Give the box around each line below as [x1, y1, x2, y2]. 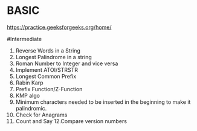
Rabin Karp [15, 79, 44, 86]
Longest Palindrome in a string [15, 53, 92, 60]
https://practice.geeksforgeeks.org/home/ [7, 24, 112, 31]
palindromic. [15, 104, 47, 112]
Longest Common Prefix [15, 72, 77, 80]
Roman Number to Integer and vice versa [15, 60, 118, 67]
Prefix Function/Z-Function [15, 85, 83, 92]
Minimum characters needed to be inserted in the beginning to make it [15, 98, 191, 106]
